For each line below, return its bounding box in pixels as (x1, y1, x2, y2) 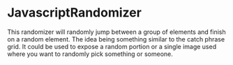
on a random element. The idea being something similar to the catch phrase (7, 35, 225, 43)
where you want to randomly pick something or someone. (7, 50, 173, 58)
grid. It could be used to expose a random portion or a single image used (7, 42, 217, 50)
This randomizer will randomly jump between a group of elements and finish (7, 28, 226, 36)
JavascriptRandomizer (7, 5, 142, 21)
